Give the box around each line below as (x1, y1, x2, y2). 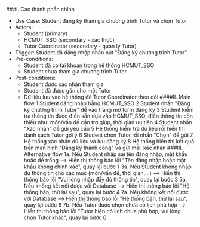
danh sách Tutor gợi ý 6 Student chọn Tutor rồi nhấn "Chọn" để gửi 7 (23, 131, 193, 139)
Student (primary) (23, 30, 68, 37)
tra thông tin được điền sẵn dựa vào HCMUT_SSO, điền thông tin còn (23, 112, 193, 119)
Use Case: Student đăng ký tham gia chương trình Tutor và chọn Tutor (14, 17, 187, 24)
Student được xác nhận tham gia (23, 81, 104, 88)
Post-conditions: (14, 75, 56, 81)
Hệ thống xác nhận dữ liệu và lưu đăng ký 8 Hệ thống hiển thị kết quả (23, 138, 195, 145)
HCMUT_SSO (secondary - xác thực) (23, 36, 115, 43)
